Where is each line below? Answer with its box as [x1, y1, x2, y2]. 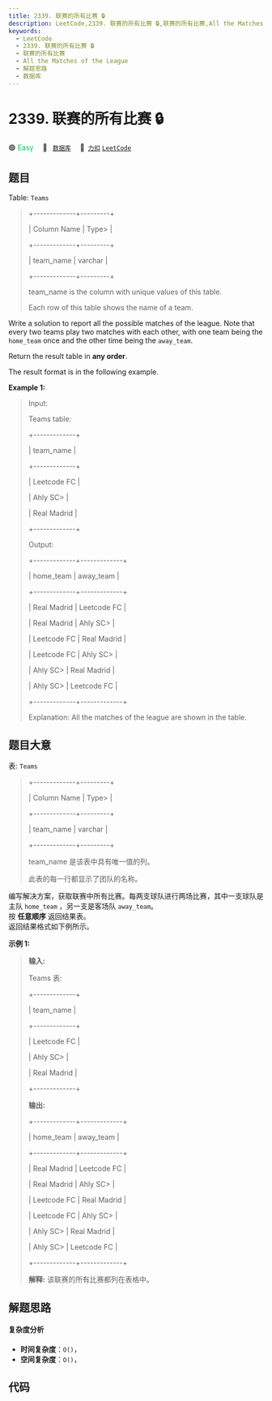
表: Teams [8, 761, 38, 771]
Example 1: [8, 382, 46, 393]
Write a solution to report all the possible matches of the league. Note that [8, 318, 255, 328]
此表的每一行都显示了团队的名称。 [28, 874, 142, 884]
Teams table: [28, 414, 72, 424]
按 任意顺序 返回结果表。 [8, 912, 91, 921]
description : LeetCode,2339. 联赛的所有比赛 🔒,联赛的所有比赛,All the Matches [8, 19, 264, 28]
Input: [28, 399, 49, 408]
